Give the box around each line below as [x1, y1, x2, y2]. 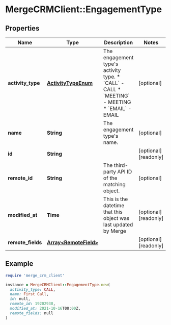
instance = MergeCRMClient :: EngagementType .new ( [5, 282, 110, 287]
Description [104, 39, 133, 46]
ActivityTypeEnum [46, 80, 93, 86]
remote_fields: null [10, 310, 53, 316]
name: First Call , [10, 292, 49, 297]
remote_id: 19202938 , [10, 301, 56, 307]
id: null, [10, 296, 31, 302]
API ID [117, 168, 132, 175]
